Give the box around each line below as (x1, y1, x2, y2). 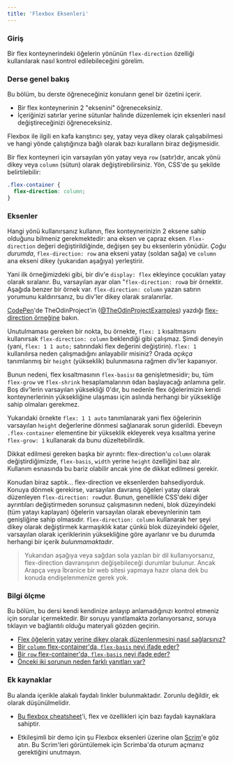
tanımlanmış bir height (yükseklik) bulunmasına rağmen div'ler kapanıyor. (7, 357, 218, 365)
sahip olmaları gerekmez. (7, 400, 80, 409)
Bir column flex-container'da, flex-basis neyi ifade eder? (17, 643, 180, 651)
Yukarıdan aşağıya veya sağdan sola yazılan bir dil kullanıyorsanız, (24, 551, 216, 560)
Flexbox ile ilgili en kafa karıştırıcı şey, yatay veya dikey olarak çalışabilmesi (7, 132, 223, 141)
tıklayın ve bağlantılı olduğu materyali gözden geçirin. (7, 622, 160, 630)
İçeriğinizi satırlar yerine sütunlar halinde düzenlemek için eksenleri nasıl (17, 111, 226, 120)
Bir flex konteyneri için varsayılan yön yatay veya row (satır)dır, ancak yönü (7, 153, 221, 162)
